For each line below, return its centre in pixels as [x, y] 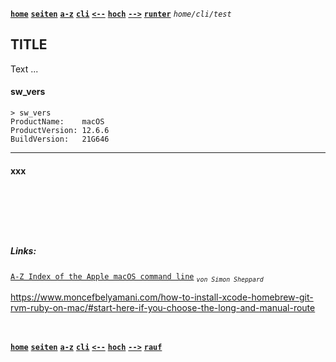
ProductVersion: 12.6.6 [60, 131]
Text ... [24, 69]
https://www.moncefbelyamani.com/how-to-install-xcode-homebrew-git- [162, 297]
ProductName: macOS [57, 122]
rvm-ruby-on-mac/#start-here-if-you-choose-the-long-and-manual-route [163, 307]
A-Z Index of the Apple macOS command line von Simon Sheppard [137, 277]
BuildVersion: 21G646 [60, 139]
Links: [23, 250]
